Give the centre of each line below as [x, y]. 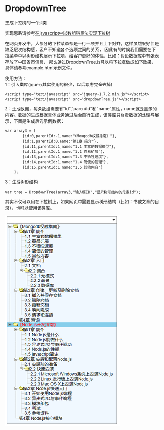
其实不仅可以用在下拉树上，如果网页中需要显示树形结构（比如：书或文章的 [80, 201]
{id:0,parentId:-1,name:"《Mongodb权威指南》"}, [70, 136]
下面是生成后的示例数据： [39, 121]
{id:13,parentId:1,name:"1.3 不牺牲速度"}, [66, 157]
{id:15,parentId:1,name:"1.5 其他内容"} [63, 167]
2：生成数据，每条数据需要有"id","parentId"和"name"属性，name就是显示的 [81, 108]
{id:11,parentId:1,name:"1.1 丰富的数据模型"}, [69, 146]
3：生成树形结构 [21, 182]
